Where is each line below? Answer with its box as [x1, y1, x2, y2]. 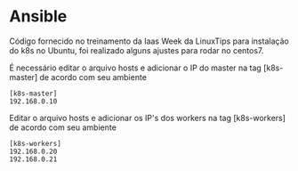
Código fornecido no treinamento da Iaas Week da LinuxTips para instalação [9, 36, 289, 46]
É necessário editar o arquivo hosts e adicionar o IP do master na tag [9, 62, 262, 73]
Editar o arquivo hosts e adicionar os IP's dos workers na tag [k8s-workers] [9, 112, 286, 123]
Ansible [9, 6, 68, 27]
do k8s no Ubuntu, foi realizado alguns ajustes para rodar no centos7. [9, 45, 264, 55]
